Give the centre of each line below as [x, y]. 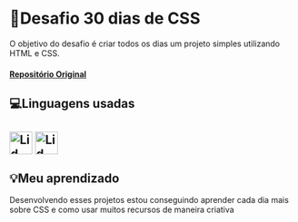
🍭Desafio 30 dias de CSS [105, 19]
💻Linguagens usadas [72, 103]
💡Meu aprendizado [65, 178]
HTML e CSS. [35, 53]
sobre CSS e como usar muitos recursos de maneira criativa [122, 210]
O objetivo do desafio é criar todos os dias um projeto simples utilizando [144, 43]
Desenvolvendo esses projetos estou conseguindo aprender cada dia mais [149, 200]
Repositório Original [48, 74]
